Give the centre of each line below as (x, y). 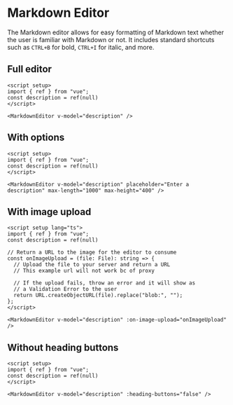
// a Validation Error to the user (65, 289)
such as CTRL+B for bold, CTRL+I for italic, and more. (81, 47)
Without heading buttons (63, 347)
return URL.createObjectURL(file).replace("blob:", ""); (98, 296)
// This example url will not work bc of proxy (84, 271)
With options (36, 138)
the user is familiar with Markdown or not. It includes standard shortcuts (111, 39)
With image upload (49, 212)
